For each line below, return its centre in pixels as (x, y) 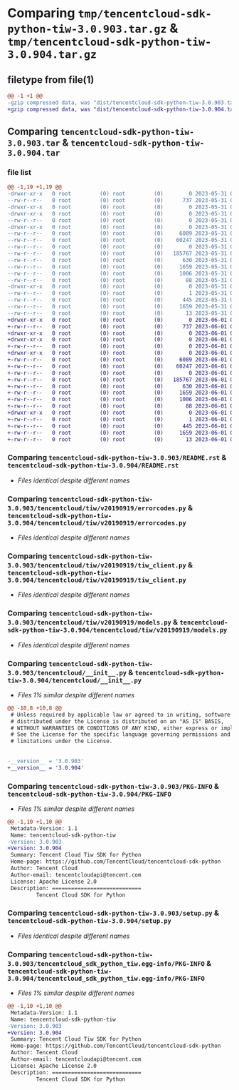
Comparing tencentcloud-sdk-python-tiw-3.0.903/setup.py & (113, 913)
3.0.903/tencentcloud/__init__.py (67, 673)
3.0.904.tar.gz (52, 55)
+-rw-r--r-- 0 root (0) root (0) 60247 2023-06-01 (117, 366)
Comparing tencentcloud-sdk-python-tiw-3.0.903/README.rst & (117, 458)
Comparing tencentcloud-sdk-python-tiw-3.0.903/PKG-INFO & (113, 786)
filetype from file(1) (51, 80)
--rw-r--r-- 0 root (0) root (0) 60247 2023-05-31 (117, 241)
